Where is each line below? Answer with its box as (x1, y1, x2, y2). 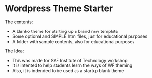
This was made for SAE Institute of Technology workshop (12, 57, 128, 63)
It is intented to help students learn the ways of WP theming (12, 62, 133, 68)
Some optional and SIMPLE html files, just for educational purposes (12, 33, 148, 39)
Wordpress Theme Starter (5, 3, 113, 14)
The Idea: (5, 48, 24, 54)
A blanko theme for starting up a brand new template (12, 28, 118, 34)
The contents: (5, 19, 33, 25)
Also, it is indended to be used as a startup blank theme (12, 67, 124, 73)
